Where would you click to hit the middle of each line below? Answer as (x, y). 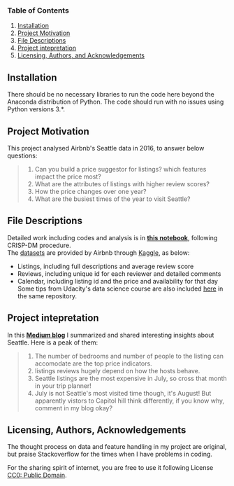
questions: (22, 155)
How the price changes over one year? (90, 191)
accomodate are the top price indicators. (93, 363)
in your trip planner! (63, 386)
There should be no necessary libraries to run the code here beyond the (111, 95)
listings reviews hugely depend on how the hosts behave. (117, 370)
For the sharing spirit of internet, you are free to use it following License (110, 468)
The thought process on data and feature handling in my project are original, (117, 447)
